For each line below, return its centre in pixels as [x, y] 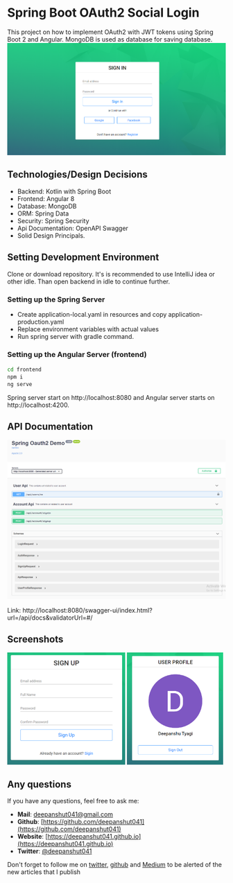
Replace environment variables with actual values [88, 329]
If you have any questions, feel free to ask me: [73, 801]
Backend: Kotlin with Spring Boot [64, 191]
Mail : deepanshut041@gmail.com [65, 814]
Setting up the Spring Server [56, 299]
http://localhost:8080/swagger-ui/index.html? [87, 610]
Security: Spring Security [53, 220]
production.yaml [41, 322]
